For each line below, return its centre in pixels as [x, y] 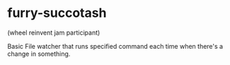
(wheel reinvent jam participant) [54, 32]
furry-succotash [57, 13]
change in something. [39, 54]
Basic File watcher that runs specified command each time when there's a [115, 46]
